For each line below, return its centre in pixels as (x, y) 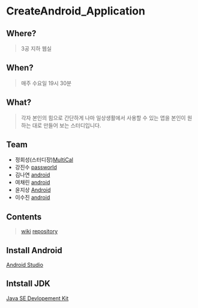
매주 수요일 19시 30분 (46, 83)
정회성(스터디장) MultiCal (44, 160)
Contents (24, 217)
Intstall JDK (28, 284)
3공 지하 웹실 (36, 49)
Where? (21, 33)
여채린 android (32, 183)
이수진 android (32, 198)
